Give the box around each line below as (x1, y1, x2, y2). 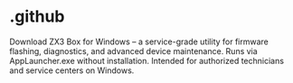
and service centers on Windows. (9, 65, 135, 76)
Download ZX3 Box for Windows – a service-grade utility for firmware (9, 36, 269, 47)
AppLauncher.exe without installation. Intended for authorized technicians (9, 55, 285, 66)
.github (9, 6, 65, 27)
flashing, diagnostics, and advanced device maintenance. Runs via (9, 45, 258, 56)
